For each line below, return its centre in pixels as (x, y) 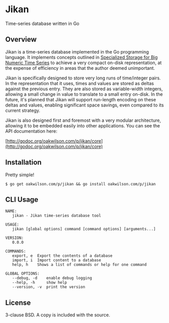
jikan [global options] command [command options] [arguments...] (84, 229)
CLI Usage (22, 199)
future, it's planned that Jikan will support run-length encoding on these (81, 99)
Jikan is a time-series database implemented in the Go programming (77, 51)
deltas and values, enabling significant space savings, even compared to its (84, 105)
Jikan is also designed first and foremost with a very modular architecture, (83, 120)
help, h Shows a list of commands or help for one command (79, 265)
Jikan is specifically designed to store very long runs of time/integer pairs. (83, 78)
